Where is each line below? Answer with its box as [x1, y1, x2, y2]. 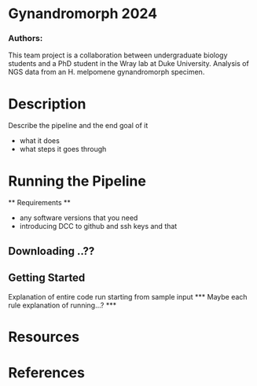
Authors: [8, 33, 43, 44]
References [8, 363, 85, 381]
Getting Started [8, 271, 86, 285]
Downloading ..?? [8, 244, 95, 258]
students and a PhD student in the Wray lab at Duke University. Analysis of [8, 59, 249, 68]
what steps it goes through [19, 145, 107, 154]
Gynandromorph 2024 [8, 5, 158, 23]
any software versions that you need [19, 213, 138, 222]
